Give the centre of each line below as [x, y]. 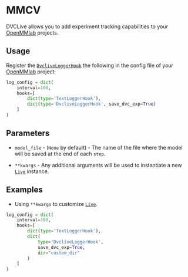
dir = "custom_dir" [59, 253]
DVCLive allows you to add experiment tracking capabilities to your [87, 26]
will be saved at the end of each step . [60, 154]
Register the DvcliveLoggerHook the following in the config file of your [90, 65]
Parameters [28, 134]
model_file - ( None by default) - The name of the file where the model [99, 147]
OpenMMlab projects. [32, 32]
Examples [24, 190]
